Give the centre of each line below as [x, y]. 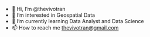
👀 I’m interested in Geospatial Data [53, 15]
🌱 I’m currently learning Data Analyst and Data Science [78, 21]
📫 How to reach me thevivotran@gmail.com [65, 28]
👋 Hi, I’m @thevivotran [38, 9]
